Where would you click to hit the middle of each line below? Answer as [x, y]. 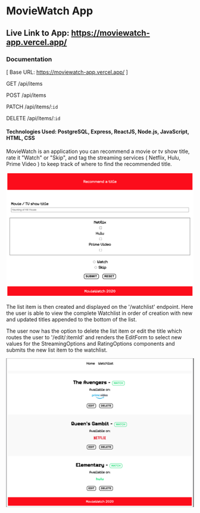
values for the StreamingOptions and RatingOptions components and [90, 343]
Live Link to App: [38, 33]
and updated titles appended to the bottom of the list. [71, 319]
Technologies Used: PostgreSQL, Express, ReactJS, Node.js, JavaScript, [98, 132]
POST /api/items [26, 95]
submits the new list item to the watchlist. [57, 350]
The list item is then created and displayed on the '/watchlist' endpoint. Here [100, 306]
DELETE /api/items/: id [33, 118]
